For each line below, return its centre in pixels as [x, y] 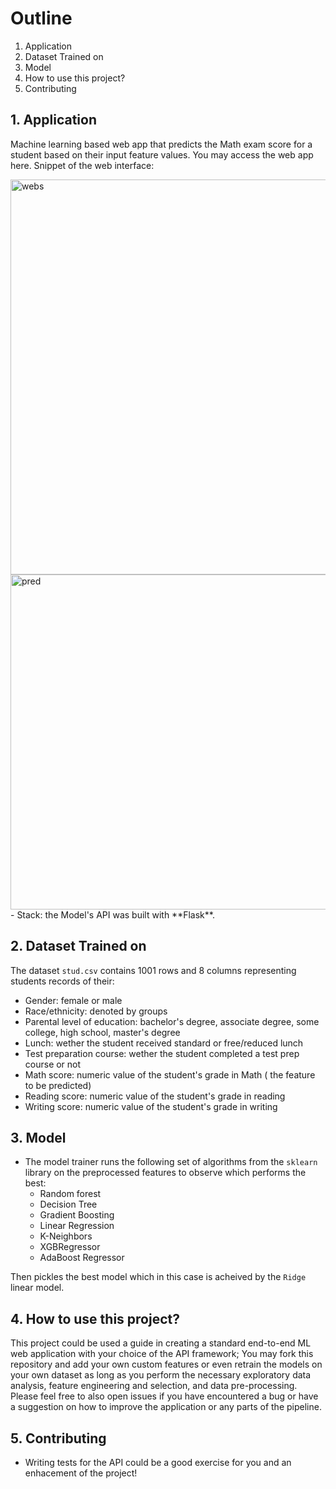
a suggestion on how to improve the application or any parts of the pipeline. [166, 1407]
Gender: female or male [73, 1000]
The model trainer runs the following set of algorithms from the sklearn [171, 1162]
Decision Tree [68, 1204]
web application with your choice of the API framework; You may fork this [162, 1354]
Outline [41, 18]
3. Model [38, 1137]
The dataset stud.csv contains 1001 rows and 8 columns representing [153, 970]
